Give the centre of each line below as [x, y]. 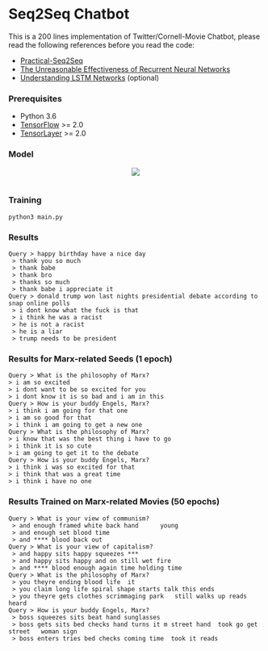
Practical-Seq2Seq [51, 61]
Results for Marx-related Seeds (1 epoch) [90, 359]
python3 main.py [36, 217]
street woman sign [43, 631]
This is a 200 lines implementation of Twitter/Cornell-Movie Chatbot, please [134, 36]
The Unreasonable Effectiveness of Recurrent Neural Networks [125, 69]
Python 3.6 [38, 116]
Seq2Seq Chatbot [69, 14]
